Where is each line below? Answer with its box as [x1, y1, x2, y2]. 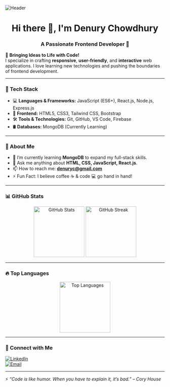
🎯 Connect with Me [5, 344, 53, 351]
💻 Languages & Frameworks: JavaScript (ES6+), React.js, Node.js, [12, 97, 154, 103]
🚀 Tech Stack [5, 86, 38, 93]
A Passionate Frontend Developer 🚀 [40, 41, 130, 48]
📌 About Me [5, 143, 35, 150]
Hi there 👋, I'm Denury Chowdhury [12, 23, 158, 34]
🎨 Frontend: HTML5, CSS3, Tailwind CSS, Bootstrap [12, 110, 121, 116]
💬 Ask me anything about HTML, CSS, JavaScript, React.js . [12, 160, 138, 166]
